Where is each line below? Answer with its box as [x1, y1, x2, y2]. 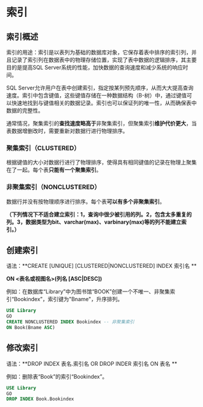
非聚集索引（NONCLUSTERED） [6, 183, 101, 191]
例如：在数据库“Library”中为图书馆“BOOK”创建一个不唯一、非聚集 [6, 288, 170, 295]
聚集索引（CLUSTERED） [6, 143, 80, 152]
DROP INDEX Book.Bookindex [6, 396, 74, 402]
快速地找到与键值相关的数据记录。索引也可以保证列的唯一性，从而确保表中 [11, 99, 197, 106]
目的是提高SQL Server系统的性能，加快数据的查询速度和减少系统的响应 [6, 64, 183, 71]
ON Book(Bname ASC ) [6, 325, 56, 331]
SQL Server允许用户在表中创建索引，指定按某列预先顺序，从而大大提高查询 [6, 84, 194, 91]
